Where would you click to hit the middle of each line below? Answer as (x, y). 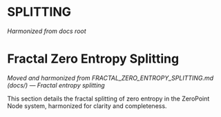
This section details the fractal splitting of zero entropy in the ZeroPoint (108, 98)
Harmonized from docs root (47, 31)
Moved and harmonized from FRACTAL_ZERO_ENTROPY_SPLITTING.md (110, 78)
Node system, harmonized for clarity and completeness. (87, 106)
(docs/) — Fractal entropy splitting (56, 85)
